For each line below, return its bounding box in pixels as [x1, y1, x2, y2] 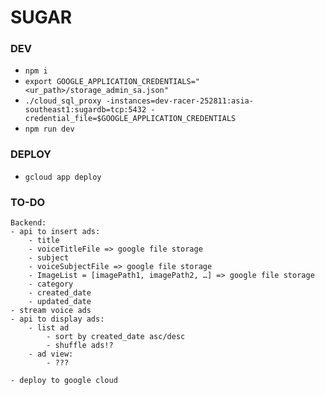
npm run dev [24, 124, 75, 135]
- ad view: [28, 349, 74, 360]
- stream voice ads [10, 306, 92, 316]
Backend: [10, 218, 47, 228]
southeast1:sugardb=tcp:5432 [24, 105, 147, 115]
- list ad [28, 323, 70, 333]
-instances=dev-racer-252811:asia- [105, 96, 254, 106]
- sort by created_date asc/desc [46, 332, 186, 342]
